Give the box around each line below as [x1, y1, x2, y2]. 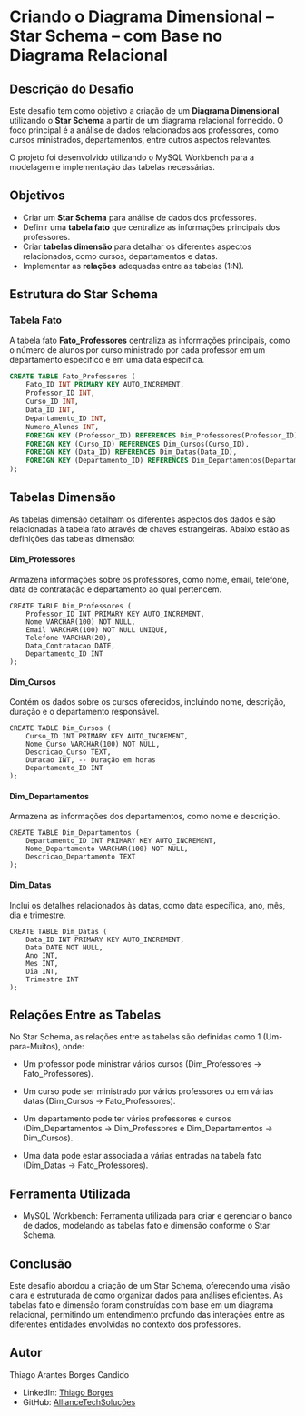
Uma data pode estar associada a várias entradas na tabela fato [22, 1150, 262, 1161]
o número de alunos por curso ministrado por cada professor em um [9, 344, 266, 356]
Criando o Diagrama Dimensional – [9, 6, 275, 27]
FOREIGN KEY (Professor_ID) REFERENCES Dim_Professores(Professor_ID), [25, 430, 302, 440]
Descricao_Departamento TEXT [25, 852, 136, 861]
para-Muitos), [9, 1041, 61, 1052]
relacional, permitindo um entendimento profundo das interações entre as [9, 1310, 286, 1321]
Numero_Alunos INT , [25, 422, 100, 431]
